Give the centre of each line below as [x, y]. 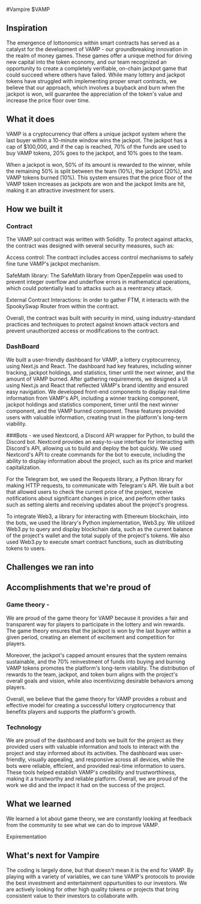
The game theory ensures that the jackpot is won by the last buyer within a [98, 631]
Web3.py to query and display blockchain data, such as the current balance [100, 529]
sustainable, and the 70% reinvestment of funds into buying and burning [96, 661]
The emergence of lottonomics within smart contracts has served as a [93, 43]
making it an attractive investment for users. [61, 190]
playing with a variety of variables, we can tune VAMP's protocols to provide [100, 876]
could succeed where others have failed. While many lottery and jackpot [96, 75]
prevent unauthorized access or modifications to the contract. [83, 331]
